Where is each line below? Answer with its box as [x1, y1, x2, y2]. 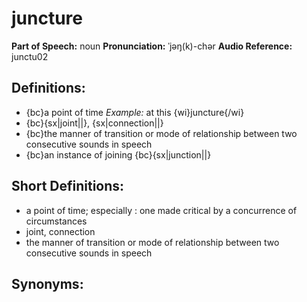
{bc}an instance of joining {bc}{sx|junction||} [25, 148, 212, 161]
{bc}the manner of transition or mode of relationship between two [25, 127, 298, 139]
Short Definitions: [11, 178, 125, 195]
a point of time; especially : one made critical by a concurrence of [25, 204, 298, 216]
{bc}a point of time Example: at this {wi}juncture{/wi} [25, 106, 245, 118]
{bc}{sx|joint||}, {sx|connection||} [25, 117, 164, 129]
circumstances [25, 215, 88, 227]
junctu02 [11, 50, 49, 62]
